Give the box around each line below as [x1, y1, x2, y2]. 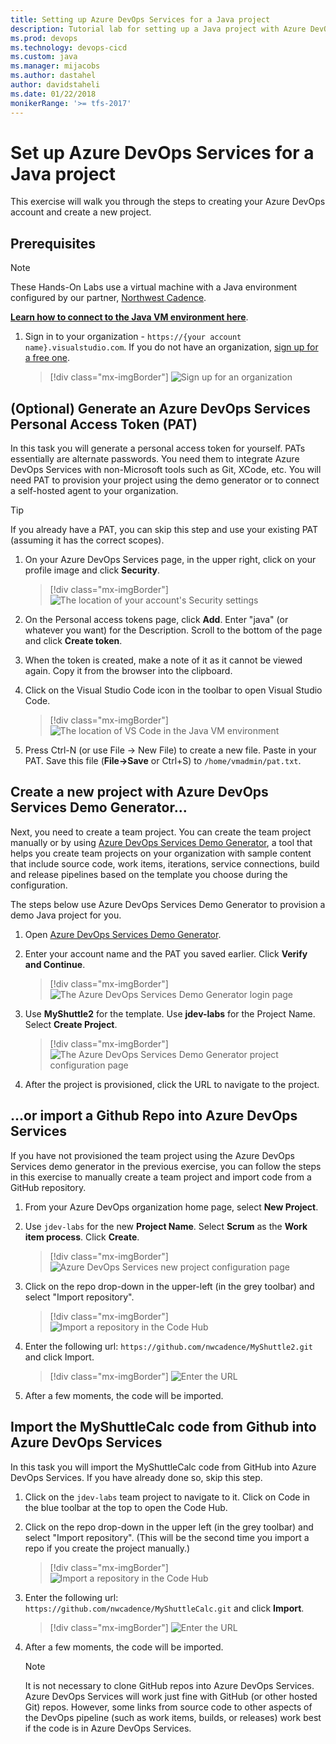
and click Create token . [24, 635, 123, 647]
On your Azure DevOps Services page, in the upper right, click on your [24, 554, 317, 566]
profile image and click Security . [24, 564, 161, 576]
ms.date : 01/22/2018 [10, 89, 97, 99]
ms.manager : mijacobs [10, 61, 101, 71]
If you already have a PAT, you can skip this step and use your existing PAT [10, 524, 319, 536]
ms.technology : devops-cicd [10, 42, 128, 53]
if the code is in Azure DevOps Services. [24, 1722, 192, 1734]
